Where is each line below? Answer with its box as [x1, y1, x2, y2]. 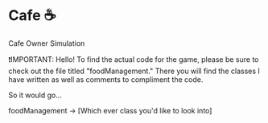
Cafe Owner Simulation [8, 38, 85, 48]
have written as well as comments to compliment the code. [8, 74, 204, 84]
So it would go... [8, 90, 63, 100]
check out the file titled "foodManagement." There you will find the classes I [8, 66, 260, 76]
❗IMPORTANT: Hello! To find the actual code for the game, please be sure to [8, 54, 259, 64]
